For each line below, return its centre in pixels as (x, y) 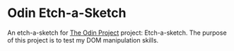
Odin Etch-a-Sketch (67, 13)
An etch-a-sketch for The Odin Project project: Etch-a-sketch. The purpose (117, 33)
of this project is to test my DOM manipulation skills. (83, 40)
